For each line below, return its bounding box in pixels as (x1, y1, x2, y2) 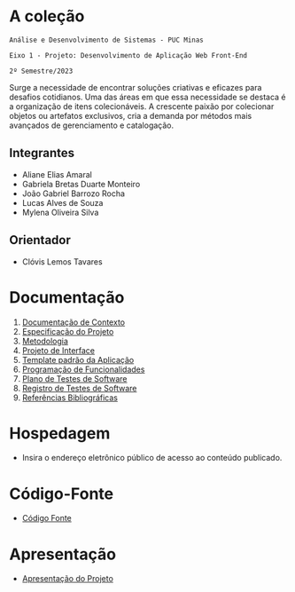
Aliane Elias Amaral (21, 169, 93, 179)
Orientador (9, 233, 71, 248)
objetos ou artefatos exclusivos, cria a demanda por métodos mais (9, 110, 252, 121)
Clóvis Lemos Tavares (21, 256, 104, 267)
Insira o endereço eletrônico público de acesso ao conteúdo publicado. (21, 453, 283, 463)
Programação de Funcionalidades (21, 364, 145, 375)
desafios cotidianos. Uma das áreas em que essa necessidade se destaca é (9, 91, 286, 102)
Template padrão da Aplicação (21, 354, 135, 365)
